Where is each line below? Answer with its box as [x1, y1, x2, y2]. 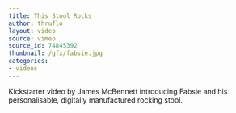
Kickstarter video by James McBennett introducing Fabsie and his [8, 86, 228, 96]
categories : [8, 57, 48, 65]
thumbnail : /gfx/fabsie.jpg [8, 49, 103, 57]
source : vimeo [8, 34, 57, 43]
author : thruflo [8, 19, 63, 27]
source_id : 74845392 [8, 42, 78, 50]
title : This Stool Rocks [8, 11, 92, 20]
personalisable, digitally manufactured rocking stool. [8, 94, 183, 105]
